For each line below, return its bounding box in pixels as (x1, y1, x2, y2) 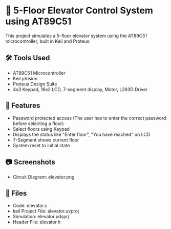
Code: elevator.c (12, 203, 48, 209)
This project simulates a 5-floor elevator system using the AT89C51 (5, 32, 147, 39)
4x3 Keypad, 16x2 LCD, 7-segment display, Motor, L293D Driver (12, 86, 148, 92)
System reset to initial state (12, 142, 70, 148)
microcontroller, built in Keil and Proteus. (5, 38, 91, 44)
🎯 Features (5, 101, 40, 110)
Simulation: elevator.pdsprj (12, 214, 69, 220)
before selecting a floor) (12, 120, 64, 127)
